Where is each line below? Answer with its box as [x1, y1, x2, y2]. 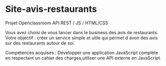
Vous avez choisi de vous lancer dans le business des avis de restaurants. [5, 29, 158, 35]
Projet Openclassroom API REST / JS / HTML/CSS [5, 20, 108, 26]
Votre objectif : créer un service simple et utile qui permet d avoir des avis [5, 35, 158, 41]
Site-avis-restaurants [5, 3, 97, 15]
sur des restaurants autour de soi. [5, 40, 75, 46]
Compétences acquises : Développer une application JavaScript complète [5, 50, 158, 56]
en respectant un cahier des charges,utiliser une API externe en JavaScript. [5, 55, 161, 61]
